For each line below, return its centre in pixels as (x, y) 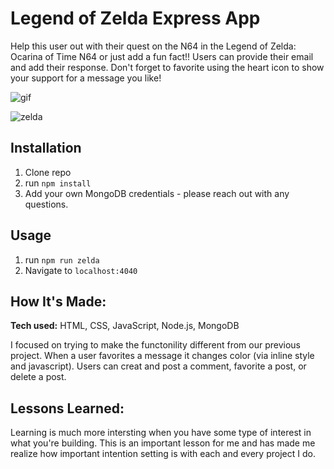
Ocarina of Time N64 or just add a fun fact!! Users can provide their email (162, 56)
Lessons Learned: (67, 408)
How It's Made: (58, 301)
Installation (46, 148)
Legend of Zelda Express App (135, 18)
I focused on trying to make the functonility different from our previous (155, 345)
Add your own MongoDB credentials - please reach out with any (157, 193)
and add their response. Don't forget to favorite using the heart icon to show (167, 67)
